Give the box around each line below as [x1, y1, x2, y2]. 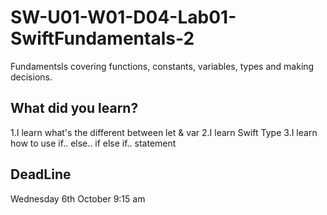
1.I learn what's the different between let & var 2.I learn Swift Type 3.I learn [10, 126, 318, 138]
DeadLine [10, 166, 72, 183]
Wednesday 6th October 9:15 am [10, 192, 146, 205]
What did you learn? [10, 100, 139, 117]
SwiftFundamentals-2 [10, 27, 195, 50]
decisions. [10, 71, 53, 83]
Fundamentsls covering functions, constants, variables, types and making [10, 60, 315, 72]
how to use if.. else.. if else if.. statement [10, 137, 177, 149]
